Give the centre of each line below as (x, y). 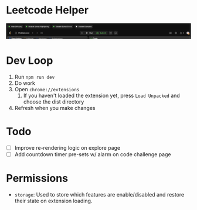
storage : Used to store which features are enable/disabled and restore (99, 195)
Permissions (37, 178)
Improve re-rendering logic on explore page (67, 148)
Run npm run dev (35, 77)
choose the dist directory (54, 102)
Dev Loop (30, 61)
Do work (25, 83)
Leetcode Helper (47, 10)
